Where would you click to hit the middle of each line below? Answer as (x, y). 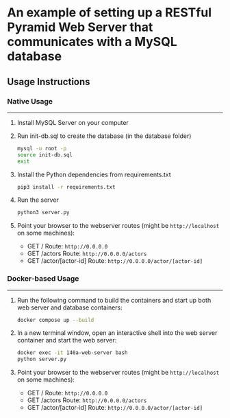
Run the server (38, 200)
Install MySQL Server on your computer (73, 122)
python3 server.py (43, 213)
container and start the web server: (67, 340)
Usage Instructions (49, 81)
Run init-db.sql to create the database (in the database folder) (104, 136)
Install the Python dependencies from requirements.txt (94, 174)
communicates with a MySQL (92, 42)
